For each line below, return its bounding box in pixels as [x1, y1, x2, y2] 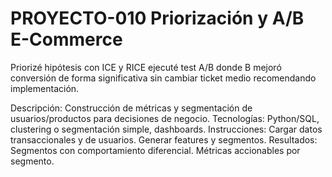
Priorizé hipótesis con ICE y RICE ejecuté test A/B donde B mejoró [10, 61, 282, 73]
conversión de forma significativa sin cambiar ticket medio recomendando [10, 72, 317, 84]
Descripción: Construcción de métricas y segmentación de [10, 102, 253, 114]
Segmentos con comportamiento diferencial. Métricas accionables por [10, 144, 301, 156]
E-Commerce [10, 28, 123, 51]
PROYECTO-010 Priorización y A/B [10, 7, 305, 30]
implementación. [10, 82, 80, 94]
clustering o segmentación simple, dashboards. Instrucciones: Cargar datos [10, 123, 323, 135]
